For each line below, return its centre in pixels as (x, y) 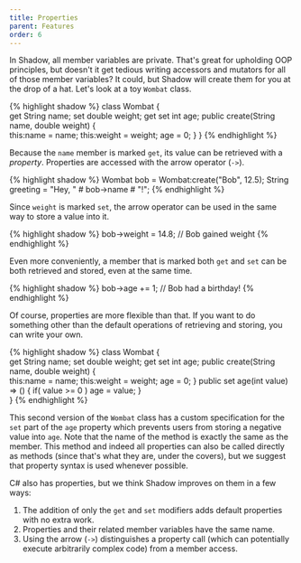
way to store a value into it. (59, 217)
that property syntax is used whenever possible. (99, 465)
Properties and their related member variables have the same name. (148, 530)
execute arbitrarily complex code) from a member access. (130, 549)
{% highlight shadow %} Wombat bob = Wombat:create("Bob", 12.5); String (149, 180)
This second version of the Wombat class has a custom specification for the (147, 418)
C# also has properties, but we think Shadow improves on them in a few (143, 483)
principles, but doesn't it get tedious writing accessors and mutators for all (148, 70)
